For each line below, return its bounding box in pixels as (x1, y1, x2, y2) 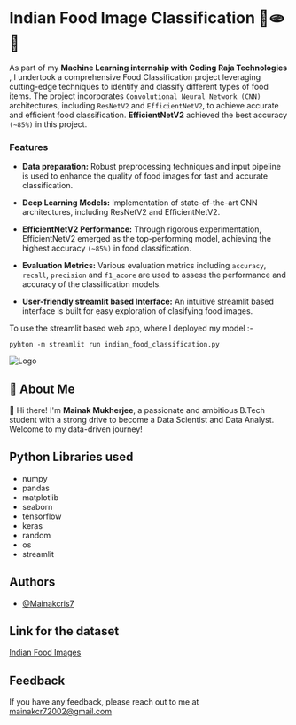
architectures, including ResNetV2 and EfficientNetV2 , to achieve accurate (9, 100, 279, 110)
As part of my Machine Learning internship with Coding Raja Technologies (9, 62, 288, 73)
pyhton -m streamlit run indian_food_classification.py (9, 340, 220, 349)
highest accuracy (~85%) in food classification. (21, 243, 192, 254)
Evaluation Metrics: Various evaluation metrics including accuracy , (21, 260, 267, 271)
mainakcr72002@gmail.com (9, 706, 113, 717)
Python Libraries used (9, 450, 134, 465)
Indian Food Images (9, 647, 82, 658)
